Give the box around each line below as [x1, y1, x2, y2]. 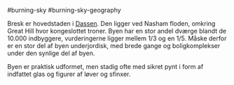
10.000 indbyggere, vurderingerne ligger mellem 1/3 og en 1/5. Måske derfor [7, 34, 227, 42]
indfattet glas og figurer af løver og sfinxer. [7, 70, 131, 78]
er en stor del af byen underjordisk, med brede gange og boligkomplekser [7, 42, 221, 49]
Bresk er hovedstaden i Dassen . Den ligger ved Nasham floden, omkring [7, 20, 216, 27]
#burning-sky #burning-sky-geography [7, 6, 121, 14]
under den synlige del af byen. [7, 49, 95, 57]
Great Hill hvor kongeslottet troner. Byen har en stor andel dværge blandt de [7, 27, 227, 35]
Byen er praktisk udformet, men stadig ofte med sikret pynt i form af [7, 63, 204, 70]
